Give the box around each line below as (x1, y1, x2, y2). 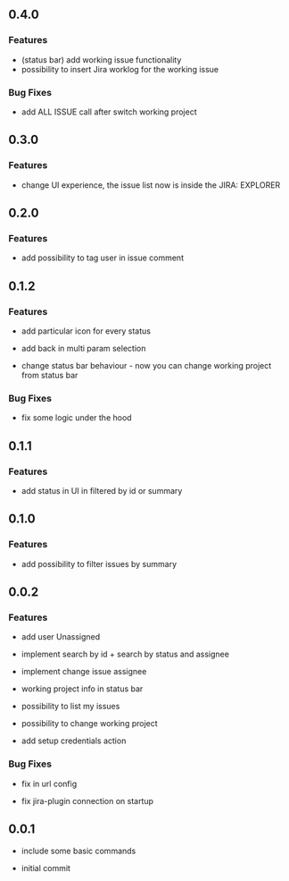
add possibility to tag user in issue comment (21, 252, 185, 263)
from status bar (21, 370, 78, 381)
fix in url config (21, 778, 78, 789)
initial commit (21, 862, 70, 873)
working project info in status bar (21, 683, 144, 694)
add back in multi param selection (21, 343, 146, 354)
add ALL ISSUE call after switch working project (21, 106, 197, 117)
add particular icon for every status (21, 326, 151, 336)
